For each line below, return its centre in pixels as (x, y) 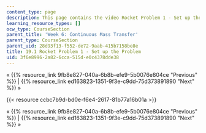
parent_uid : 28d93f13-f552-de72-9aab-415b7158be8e (72, 46)
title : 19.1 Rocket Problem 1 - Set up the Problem (74, 52)
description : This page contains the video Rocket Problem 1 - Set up (98, 18)
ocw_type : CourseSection (38, 29)
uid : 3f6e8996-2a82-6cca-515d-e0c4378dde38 (63, 57)
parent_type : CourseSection (42, 40)
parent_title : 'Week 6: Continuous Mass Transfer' (72, 35)
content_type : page (31, 12)
